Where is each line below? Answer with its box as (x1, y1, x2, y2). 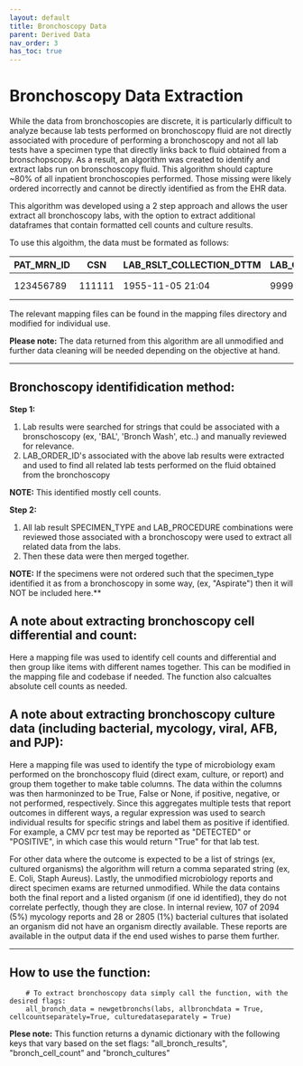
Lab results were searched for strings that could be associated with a (22, 421, 280, 432)
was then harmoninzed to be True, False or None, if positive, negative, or (9, 788, 280, 798)
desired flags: (9, 996, 67, 1006)
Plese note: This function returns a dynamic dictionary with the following (9, 1028, 280, 1040)
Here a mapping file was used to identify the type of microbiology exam (9, 759, 276, 769)
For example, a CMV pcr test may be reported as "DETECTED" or (9, 826, 252, 837)
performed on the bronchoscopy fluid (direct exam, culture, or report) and (9, 769, 284, 779)
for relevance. (22, 440, 75, 451)
